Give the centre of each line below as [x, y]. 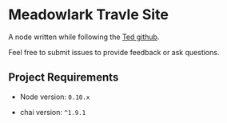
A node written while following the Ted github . [84, 37]
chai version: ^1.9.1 [53, 112]
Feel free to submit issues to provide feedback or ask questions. [114, 52]
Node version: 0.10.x [55, 97]
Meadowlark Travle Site [89, 15]
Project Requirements [64, 77]
